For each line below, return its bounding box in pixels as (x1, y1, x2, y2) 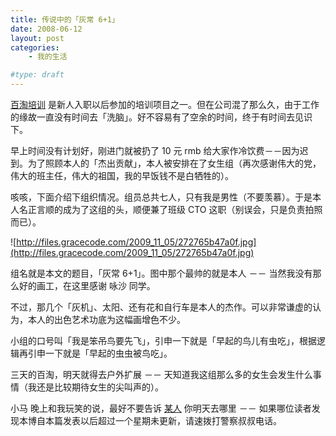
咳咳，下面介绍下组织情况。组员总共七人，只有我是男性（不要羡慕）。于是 (10, 191, 313, 203)
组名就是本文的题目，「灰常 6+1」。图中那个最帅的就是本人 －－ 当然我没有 (10, 267, 313, 279)
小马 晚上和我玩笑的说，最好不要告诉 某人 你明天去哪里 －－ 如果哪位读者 (10, 402, 312, 414)
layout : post (10, 33, 65, 43)
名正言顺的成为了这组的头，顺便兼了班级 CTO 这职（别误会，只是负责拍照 (18, 204, 323, 215)
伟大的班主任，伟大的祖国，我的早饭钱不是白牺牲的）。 (10, 170, 234, 181)
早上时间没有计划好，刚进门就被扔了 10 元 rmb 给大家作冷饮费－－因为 (10, 145, 300, 156)
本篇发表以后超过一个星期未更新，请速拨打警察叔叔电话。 (44, 415, 282, 426)
